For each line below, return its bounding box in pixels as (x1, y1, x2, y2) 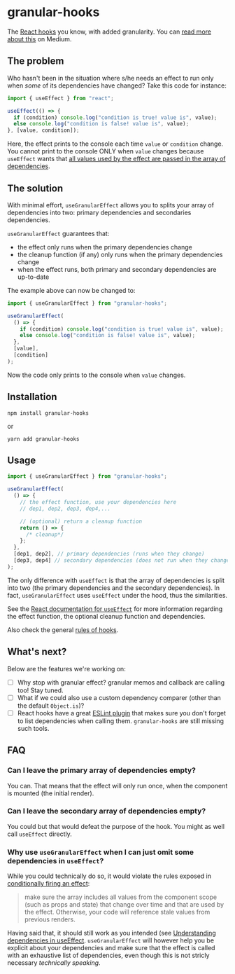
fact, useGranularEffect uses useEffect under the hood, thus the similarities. (7, 591, 228, 599)
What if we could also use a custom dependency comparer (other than (17, 693, 222, 701)
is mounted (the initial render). (7, 789, 94, 797)
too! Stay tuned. (17, 686, 64, 694)
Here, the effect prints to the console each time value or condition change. (7, 139, 224, 148)
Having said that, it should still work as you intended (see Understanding (7, 929, 217, 938)
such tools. (17, 724, 50, 732)
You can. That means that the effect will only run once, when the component (7, 781, 228, 790)
